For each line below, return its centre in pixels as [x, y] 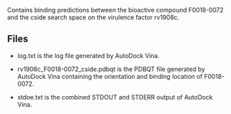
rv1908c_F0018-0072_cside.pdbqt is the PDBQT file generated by [111, 69]
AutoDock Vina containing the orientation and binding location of [110, 76]
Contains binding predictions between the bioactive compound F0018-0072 [115, 10]
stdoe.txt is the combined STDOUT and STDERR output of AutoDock [115, 97]
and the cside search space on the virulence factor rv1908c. [93, 17]
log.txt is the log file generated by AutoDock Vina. [88, 55]
